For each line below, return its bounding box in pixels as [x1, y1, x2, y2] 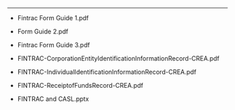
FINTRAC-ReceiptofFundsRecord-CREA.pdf [17, 81, 143, 89]
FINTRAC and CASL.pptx [17, 95, 90, 103]
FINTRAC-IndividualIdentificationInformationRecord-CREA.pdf [17, 68, 197, 76]
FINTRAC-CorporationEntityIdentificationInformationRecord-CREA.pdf [17, 54, 220, 63]
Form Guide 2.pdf [17, 27, 69, 36]
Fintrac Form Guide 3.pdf [17, 41, 90, 49]
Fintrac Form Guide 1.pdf [17, 14, 90, 22]
